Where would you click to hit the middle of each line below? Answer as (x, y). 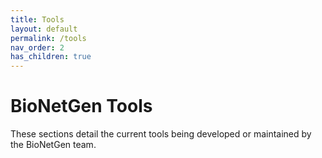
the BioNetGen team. (53, 145)
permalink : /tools (48, 38)
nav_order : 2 (37, 47)
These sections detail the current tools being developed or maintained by (161, 134)
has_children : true (51, 57)
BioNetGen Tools (81, 106)
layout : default (44, 29)
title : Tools (37, 19)
